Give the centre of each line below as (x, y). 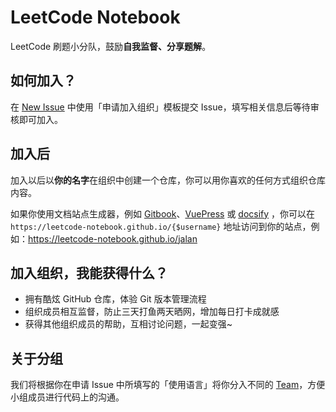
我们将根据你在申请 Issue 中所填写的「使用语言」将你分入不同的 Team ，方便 (168, 385)
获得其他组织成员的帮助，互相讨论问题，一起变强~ (128, 324)
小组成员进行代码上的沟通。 (67, 397)
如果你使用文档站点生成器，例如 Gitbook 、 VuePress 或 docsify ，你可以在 (163, 213)
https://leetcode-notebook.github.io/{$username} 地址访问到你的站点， (161, 226)
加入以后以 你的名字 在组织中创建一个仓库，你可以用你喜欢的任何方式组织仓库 (168, 180)
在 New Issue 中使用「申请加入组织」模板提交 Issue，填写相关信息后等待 (160, 107)
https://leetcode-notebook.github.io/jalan (113, 238)
